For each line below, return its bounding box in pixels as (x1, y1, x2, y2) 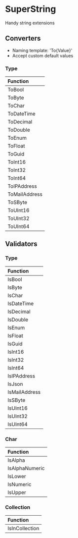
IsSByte (7, 396, 26, 403)
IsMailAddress (7, 388, 41, 395)
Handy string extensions (5, 20, 55, 26)
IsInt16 (7, 348, 24, 355)
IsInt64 (7, 364, 24, 371)
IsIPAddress (7, 373, 36, 379)
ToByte (7, 94, 24, 101)
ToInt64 (7, 175, 26, 182)
